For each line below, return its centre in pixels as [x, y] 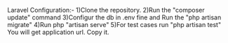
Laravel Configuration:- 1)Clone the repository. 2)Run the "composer [106, 10]
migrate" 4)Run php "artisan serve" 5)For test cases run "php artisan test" [114, 25]
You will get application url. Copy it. [59, 32]
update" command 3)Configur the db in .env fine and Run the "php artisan [114, 17]
